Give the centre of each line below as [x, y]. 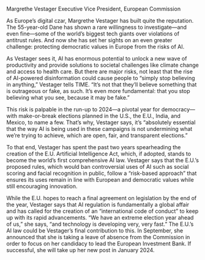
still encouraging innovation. [42, 186]
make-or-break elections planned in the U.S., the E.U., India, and [99, 116]
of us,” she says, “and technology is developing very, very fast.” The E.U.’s [100, 224]
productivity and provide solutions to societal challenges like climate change [102, 65]
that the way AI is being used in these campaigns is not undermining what [99, 129]
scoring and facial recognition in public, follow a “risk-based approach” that [102, 173]
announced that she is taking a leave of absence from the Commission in [98, 237]
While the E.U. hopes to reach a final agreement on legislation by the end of [102, 198]
